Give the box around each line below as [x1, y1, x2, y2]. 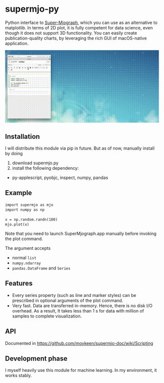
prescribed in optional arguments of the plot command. [12, 297, 123, 303]
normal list [12, 254, 37, 260]
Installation [5, 132, 40, 140]
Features [5, 279, 33, 288]
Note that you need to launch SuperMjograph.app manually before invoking [5, 230, 157, 236]
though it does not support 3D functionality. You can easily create [5, 30, 138, 36]
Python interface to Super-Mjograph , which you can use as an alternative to [5, 20, 158, 25]
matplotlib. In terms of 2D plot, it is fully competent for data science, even [5, 24, 153, 30]
